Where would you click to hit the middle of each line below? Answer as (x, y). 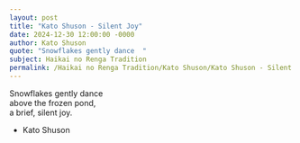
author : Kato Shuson (48, 43)
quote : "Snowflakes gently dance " (78, 51)
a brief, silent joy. (41, 112)
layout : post (34, 18)
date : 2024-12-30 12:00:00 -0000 (72, 34)
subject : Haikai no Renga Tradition (78, 59)
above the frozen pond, (53, 103)
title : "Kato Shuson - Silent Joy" (76, 26)
